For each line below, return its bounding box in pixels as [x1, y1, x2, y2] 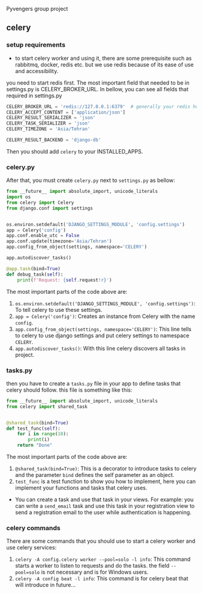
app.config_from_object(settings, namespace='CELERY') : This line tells [14, 325, 192, 332]
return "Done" [17, 442, 53, 449]
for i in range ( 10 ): [17, 431, 69, 437]
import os [6, 194, 31, 200]
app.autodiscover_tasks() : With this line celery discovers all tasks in [14, 345, 186, 352]
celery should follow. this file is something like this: [6, 386, 133, 394]
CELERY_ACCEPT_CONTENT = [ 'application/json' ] [6, 109, 126, 115]
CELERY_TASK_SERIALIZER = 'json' [6, 120, 91, 126]
